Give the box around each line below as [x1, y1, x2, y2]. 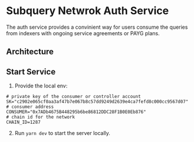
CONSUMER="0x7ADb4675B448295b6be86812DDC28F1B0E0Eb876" [6, 109, 146, 115]
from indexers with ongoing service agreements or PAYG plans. [6, 29, 160, 36]
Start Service [6, 66, 56, 77]
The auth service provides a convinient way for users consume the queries [6, 23, 188, 31]
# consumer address [6, 104, 54, 110]
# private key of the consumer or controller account [6, 94, 142, 100]
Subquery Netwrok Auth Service [6, 4, 169, 18]
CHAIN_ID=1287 [6, 119, 41, 126]
